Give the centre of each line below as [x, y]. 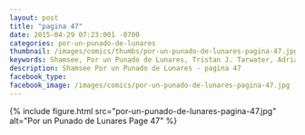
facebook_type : [38, 77]
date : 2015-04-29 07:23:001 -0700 [75, 34]
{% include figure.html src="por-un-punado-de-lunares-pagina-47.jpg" [143, 111]
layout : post [34, 18]
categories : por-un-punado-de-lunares [83, 43]
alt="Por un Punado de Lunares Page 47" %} [93, 121]
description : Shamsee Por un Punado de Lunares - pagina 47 [126, 69]
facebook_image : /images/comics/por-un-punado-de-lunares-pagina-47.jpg [150, 85]
